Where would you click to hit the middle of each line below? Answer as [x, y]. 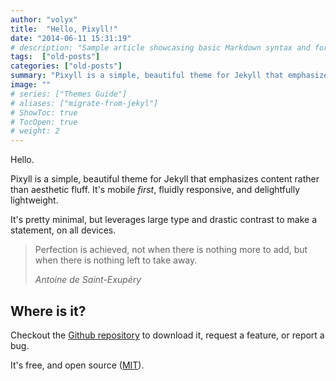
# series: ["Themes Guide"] [69, 94]
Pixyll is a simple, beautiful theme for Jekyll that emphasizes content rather [165, 179]
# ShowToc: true [44, 112]
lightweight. [34, 200]
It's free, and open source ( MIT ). [77, 365]
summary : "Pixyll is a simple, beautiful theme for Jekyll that [147, 76]
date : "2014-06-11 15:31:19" [71, 38]
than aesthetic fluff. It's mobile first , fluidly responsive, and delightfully [155, 190]
